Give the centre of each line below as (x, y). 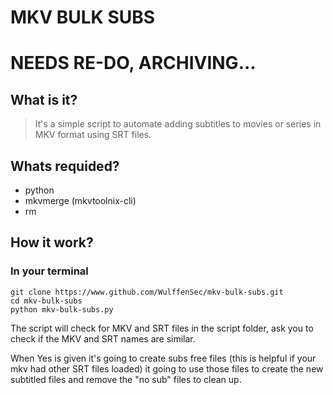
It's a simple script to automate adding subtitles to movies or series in (178, 124)
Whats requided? (65, 166)
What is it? (44, 99)
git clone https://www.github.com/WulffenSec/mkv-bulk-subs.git (147, 292)
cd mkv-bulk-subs (46, 301)
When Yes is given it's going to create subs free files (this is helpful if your (163, 358)
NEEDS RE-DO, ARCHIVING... (133, 63)
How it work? (52, 242)
